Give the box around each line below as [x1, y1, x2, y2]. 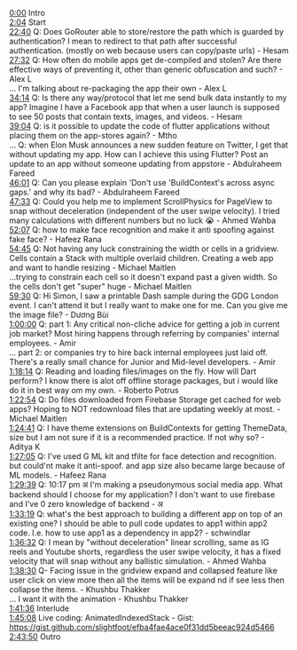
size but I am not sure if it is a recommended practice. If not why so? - [9, 432, 265, 442]
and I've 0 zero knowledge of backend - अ [9, 499, 164, 509]
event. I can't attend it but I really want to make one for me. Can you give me [9, 300, 288, 310]
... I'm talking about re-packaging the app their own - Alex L [9, 83, 228, 93]
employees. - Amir [9, 337, 77, 348]
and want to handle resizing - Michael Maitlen [9, 262, 176, 273]
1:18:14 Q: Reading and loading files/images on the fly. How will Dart [9, 366, 257, 377]
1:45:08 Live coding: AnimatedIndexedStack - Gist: [9, 613, 195, 622]
